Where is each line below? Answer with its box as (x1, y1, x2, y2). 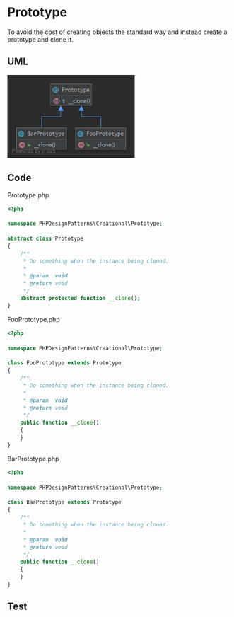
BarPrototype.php (7, 454, 59, 463)
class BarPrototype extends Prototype (7, 499, 122, 506)
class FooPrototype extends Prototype (7, 359, 122, 367)
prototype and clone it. (7, 35, 74, 43)
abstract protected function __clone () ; (20, 295, 141, 302)
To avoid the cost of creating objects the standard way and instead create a (7, 28, 228, 36)
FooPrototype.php (7, 315, 60, 323)
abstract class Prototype (7, 235, 83, 243)
